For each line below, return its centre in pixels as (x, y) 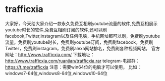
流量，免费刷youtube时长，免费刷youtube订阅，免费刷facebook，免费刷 (79, 42)
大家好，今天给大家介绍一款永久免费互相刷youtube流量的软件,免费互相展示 (81, 23)
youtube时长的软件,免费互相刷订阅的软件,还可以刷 (56, 30)
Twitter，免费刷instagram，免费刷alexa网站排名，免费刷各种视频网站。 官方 (82, 48)
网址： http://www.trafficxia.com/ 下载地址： (50, 54)
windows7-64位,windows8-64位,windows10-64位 (56, 73)
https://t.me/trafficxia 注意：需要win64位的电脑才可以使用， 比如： (73, 67)
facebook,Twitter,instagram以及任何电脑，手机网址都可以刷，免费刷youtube (82, 36)
